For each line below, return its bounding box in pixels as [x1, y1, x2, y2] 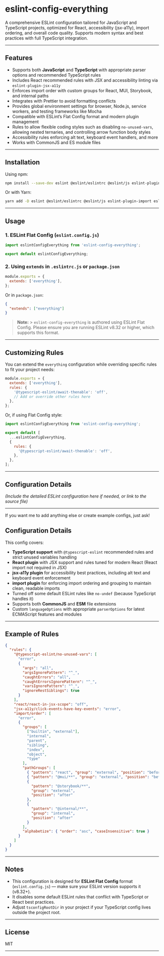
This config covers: [5, 540, 44, 545]
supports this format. [17, 330, 60, 335]
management [12, 119, 39, 125]
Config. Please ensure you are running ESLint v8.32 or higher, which [17, 325, 155, 331]
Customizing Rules [5, 348, 64, 357]
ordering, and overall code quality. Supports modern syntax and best [5, 30, 143, 36]
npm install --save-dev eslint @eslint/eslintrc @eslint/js [5, 181, 130, 186]
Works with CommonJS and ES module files [12, 139, 101, 145]
